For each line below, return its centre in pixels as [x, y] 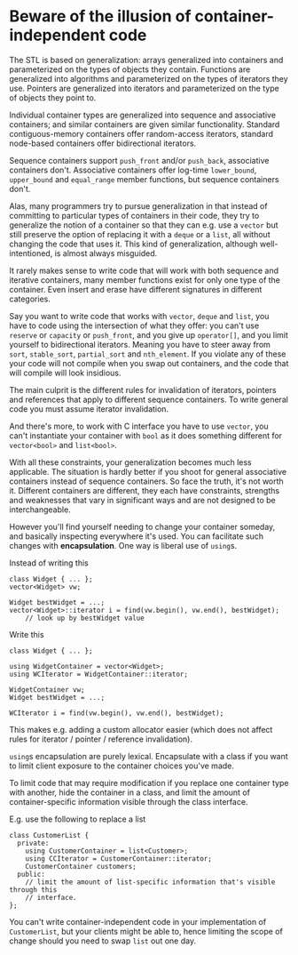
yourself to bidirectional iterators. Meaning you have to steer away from [140, 344]
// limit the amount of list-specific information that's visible [150, 882]
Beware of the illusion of [100, 16]
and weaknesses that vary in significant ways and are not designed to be [143, 500]
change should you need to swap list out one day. [103, 941]
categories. [30, 299]
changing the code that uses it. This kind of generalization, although [134, 244]
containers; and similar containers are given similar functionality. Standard [145, 124]
